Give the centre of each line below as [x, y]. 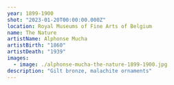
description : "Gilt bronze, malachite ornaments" [80, 71]
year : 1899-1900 [30, 13]
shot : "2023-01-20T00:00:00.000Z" [57, 20]
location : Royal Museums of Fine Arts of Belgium [80, 26]
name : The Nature [32, 33]
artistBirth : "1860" [37, 45]
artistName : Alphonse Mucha [47, 39]
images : [18, 58]
